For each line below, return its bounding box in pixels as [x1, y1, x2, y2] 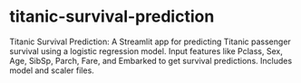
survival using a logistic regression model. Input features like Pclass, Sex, [9, 45, 283, 56]
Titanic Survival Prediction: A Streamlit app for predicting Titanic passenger [9, 36, 292, 47]
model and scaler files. [9, 65, 95, 76]
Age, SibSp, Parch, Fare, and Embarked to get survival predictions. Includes [9, 55, 293, 66]
